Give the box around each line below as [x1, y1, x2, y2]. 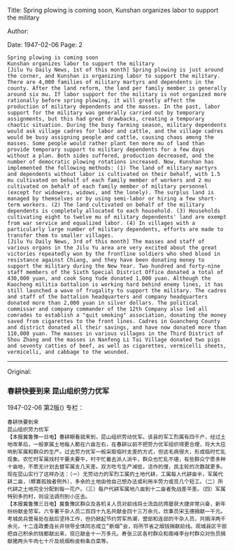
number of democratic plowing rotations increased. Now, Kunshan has [7, 158, 215, 165]
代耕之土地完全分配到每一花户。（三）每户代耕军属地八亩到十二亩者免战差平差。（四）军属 [7, 486, 226, 493]
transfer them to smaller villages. [7, 232, 114, 239]
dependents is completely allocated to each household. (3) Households [7, 208, 220, 215]
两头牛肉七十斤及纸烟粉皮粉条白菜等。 [17, 538, 112, 545]
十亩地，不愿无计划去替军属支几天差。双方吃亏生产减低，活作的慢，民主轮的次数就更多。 [7, 463, 226, 470]
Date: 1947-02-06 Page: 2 [7, 41, 83, 48]
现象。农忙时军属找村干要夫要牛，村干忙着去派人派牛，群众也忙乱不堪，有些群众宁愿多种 [7, 456, 226, 463]
